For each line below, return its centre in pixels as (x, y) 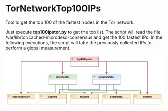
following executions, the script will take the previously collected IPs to (78, 42)
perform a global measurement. (38, 48)
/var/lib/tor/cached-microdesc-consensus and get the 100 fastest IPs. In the (84, 37)
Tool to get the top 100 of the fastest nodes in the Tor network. (70, 22)
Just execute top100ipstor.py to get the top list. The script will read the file (83, 32)
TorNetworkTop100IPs (53, 9)
